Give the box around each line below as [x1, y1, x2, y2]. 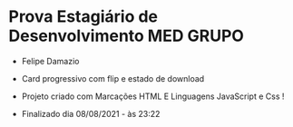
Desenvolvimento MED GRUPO [8, 25, 244, 46]
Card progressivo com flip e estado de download [21, 73, 205, 83]
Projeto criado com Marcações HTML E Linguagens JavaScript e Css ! [21, 91, 285, 102]
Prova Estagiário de [8, 6, 159, 27]
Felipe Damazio [21, 55, 80, 66]
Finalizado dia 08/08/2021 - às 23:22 [21, 108, 161, 119]
